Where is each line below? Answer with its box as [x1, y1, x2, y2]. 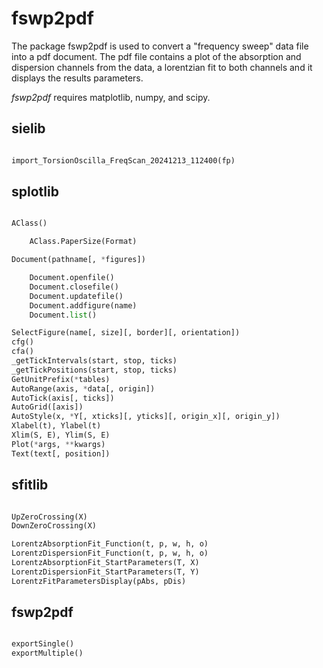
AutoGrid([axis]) [11, 402, 84, 412]
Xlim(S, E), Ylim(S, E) [11, 430, 111, 441]
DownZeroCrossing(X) [11, 521, 98, 531]
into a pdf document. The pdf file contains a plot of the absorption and [11, 50, 302, 62]
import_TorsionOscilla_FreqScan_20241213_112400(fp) [11, 155, 236, 166]
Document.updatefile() [29, 291, 124, 301]
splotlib [11, 183, 59, 201]
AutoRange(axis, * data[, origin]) [11, 383, 156, 394]
